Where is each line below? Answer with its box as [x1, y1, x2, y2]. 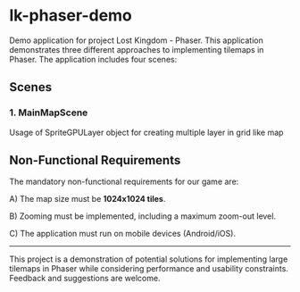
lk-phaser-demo [9, 5, 132, 26]
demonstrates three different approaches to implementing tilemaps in [9, 44, 264, 54]
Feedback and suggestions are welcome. [9, 273, 161, 284]
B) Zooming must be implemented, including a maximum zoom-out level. [9, 211, 277, 221]
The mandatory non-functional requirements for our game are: [9, 176, 239, 188]
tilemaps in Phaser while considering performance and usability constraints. [9, 263, 288, 274]
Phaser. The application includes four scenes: [9, 54, 178, 64]
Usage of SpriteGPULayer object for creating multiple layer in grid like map [9, 127, 284, 138]
